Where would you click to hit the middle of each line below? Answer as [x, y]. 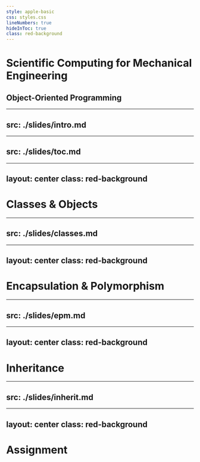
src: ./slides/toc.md [44, 152]
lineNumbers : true [29, 23]
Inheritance [35, 368]
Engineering [37, 76]
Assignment [37, 450]
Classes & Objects [52, 204]
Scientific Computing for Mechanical [99, 63]
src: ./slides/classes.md [52, 233]
